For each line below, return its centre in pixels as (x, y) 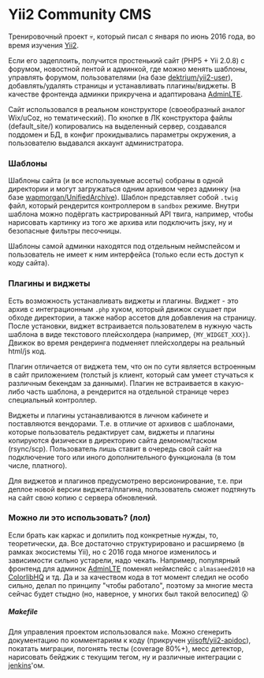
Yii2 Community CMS (80, 15)
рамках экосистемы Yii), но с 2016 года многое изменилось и (112, 552)
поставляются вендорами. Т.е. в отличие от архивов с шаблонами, (121, 423)
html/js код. (27, 351)
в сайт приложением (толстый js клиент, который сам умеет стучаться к (131, 375)
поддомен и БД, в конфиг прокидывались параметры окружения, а (122, 134)
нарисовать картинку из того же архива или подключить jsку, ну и (120, 223)
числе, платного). (38, 465)
